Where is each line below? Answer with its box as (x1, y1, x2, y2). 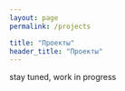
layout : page (9, 13, 59, 23)
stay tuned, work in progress (9, 72, 117, 83)
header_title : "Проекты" (9, 46, 103, 56)
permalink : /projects (9, 22, 91, 31)
